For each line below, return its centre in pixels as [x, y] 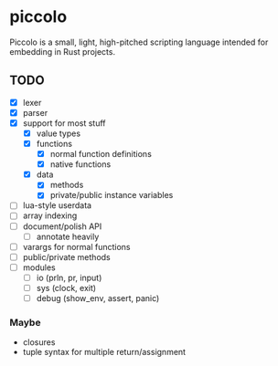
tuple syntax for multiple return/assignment [104, 352]
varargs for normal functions [76, 246]
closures [39, 342]
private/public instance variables [112, 195]
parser [35, 112]
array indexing [50, 215]
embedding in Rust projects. [63, 51]
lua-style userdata [57, 205]
